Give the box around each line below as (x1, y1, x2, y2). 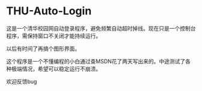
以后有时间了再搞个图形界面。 (6, 45, 80, 52)
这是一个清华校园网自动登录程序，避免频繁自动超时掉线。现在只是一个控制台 (6, 25, 196, 32)
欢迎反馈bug (6, 78, 37, 85)
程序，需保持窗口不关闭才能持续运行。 (6, 32, 101, 40)
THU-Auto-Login (6, 4, 92, 18)
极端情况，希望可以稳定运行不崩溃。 (11, 65, 101, 72)
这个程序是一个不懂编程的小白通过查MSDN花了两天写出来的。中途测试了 (6, 57, 186, 65)
